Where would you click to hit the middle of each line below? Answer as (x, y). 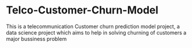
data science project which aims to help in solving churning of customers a (96, 32)
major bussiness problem (36, 39)
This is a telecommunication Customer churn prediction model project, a (93, 26)
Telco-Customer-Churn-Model (82, 10)
